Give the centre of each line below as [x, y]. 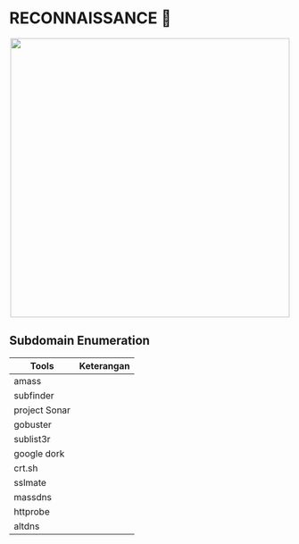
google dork [39, 453]
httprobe [32, 511]
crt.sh [26, 468]
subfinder [34, 395]
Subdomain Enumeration [79, 341]
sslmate [30, 482]
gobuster [33, 424]
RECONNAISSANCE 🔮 [91, 18]
